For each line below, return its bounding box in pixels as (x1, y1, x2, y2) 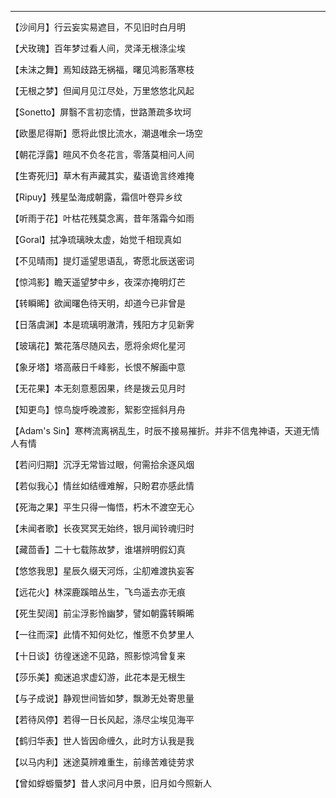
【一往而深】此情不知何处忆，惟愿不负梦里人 (10, 629, 195, 640)
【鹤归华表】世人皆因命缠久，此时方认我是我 (10, 735, 195, 746)
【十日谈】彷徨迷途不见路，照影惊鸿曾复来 (10, 650, 186, 661)
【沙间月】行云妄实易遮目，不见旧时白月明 (10, 21, 186, 33)
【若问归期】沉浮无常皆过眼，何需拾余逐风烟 (10, 459, 195, 470)
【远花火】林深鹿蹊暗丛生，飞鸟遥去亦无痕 (10, 586, 186, 598)
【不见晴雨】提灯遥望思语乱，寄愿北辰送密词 (10, 255, 195, 266)
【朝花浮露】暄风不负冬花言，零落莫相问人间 (10, 149, 195, 160)
